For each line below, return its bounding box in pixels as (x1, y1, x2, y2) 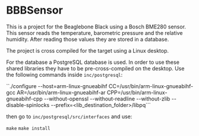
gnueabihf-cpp (6, 95, 43, 102)
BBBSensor (6, 4, 64, 17)
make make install (6, 125, 50, 131)
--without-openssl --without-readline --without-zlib (43, 95, 170, 102)
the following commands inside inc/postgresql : (6, 71, 123, 78)
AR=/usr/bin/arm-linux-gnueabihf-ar (17, 89, 106, 96)
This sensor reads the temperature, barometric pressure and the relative (6, 29, 183, 36)
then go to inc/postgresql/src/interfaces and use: (6, 113, 132, 120)
